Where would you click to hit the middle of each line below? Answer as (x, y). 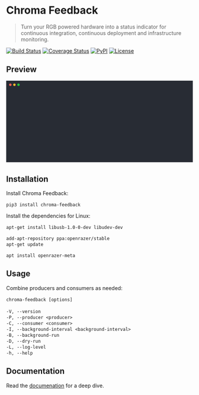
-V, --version (24, 311)
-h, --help (20, 353)
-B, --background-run (33, 335)
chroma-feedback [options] (39, 300)
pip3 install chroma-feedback (44, 205)
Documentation (36, 371)
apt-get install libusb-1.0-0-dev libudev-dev (65, 228)
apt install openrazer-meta (41, 256)
